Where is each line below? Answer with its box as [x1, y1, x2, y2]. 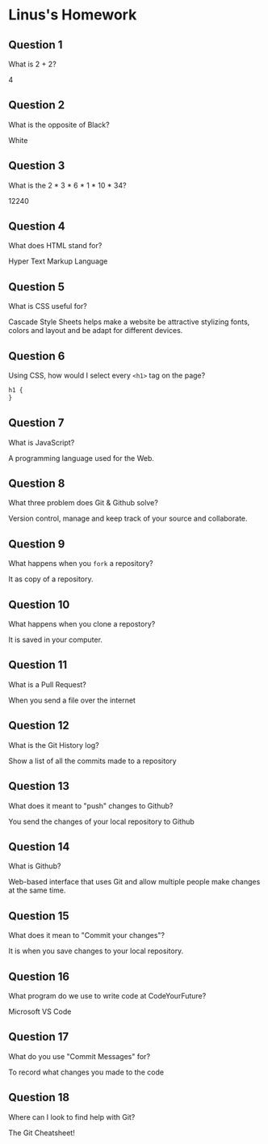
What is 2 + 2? [8, 59, 57, 69]
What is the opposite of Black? [8, 120, 111, 129]
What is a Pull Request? [8, 679, 87, 689]
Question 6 [8, 349, 65, 363]
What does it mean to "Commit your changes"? [8, 931, 165, 940]
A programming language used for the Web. [8, 453, 155, 462]
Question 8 [8, 477, 65, 491]
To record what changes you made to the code [8, 1067, 164, 1077]
